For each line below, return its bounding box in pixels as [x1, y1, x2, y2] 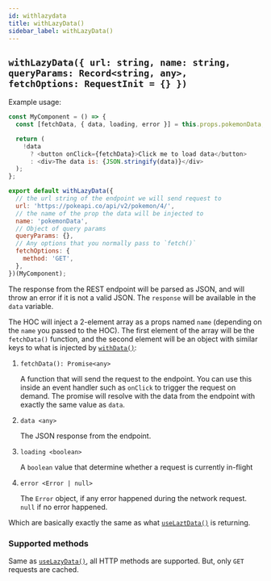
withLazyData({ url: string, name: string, [8, 56, 231, 69]
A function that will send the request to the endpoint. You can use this [19, 374, 252, 383]
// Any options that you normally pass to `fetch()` [15, 240, 197, 248]
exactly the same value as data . [19, 399, 125, 409]
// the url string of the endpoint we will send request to [15, 194, 222, 203]
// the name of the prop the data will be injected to [15, 209, 204, 218]
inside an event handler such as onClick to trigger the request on [19, 382, 236, 392]
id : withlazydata [8, 11, 67, 20]
